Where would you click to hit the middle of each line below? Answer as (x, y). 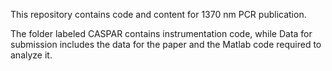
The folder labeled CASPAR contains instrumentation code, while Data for (161, 33)
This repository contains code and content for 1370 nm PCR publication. (158, 14)
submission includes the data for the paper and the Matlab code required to (166, 44)
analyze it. (31, 55)
